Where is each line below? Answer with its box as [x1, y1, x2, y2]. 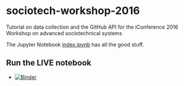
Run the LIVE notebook [6, 58, 92, 68]
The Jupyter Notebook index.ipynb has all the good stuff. [6, 41, 144, 48]
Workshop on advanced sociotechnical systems [6, 29, 122, 36]
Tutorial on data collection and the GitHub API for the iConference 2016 [6, 23, 178, 30]
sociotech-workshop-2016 [6, 4, 140, 18]
